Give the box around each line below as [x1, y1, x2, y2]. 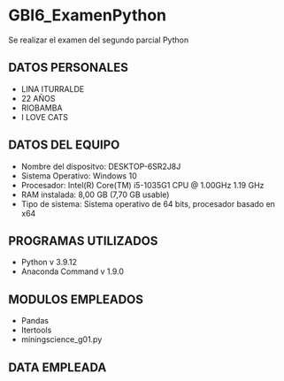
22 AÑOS [20, 93, 56, 103]
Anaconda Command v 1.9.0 [20, 266, 125, 277]
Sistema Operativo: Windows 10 [20, 170, 138, 181]
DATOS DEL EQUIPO [8, 138, 120, 153]
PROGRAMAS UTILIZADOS [8, 233, 158, 248]
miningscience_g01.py [20, 334, 103, 345]
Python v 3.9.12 [20, 257, 77, 268]
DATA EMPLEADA [8, 360, 107, 375]
